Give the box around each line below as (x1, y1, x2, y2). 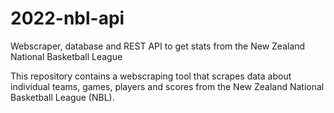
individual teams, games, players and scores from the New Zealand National (10, 80, 325, 92)
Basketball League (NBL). (10, 91, 115, 103)
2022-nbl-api (10, 7, 125, 30)
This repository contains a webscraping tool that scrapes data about (10, 70, 292, 82)
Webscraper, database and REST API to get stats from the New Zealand (10, 40, 306, 52)
